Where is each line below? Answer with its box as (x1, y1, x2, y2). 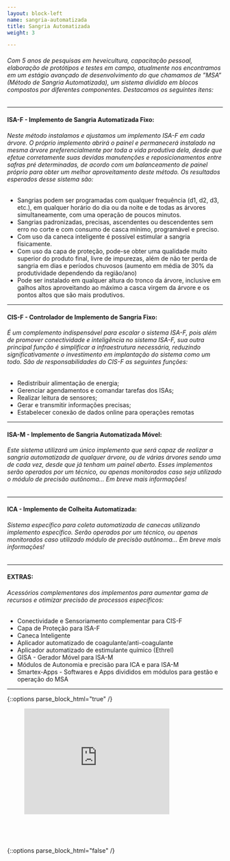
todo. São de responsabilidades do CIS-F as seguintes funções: (7, 358, 188, 366)
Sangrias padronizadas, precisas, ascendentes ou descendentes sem (16, 218, 214, 226)
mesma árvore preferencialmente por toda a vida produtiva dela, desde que (7, 145, 222, 154)
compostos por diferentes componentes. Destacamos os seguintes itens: (7, 85, 214, 93)
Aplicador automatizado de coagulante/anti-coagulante (16, 639, 173, 647)
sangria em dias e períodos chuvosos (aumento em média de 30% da (16, 262, 214, 270)
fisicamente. (16, 240, 53, 248)
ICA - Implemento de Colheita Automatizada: (7, 505, 137, 513)
